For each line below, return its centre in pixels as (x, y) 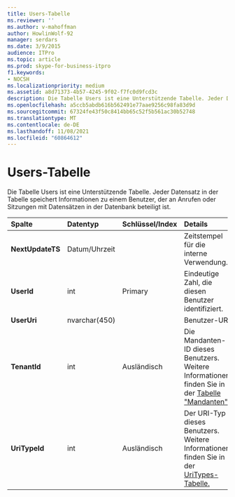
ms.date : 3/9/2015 (34, 46)
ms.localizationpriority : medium (56, 86)
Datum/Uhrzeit (91, 249)
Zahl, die (198, 283)
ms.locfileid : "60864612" (45, 138)
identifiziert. (204, 309)
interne (196, 253)
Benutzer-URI (207, 320)
